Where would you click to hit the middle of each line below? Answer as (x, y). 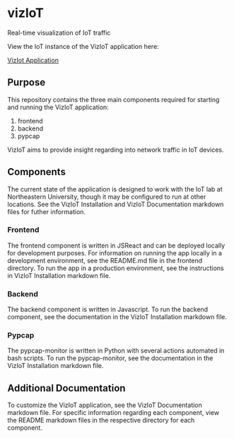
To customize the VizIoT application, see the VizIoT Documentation (105, 405)
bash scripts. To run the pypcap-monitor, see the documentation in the (110, 358)
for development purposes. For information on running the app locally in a (115, 252)
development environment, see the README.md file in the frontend (105, 260)
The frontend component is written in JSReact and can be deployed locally (116, 245)
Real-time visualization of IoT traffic (59, 33)
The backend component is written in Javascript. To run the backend (108, 309)
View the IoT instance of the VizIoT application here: (83, 46)
